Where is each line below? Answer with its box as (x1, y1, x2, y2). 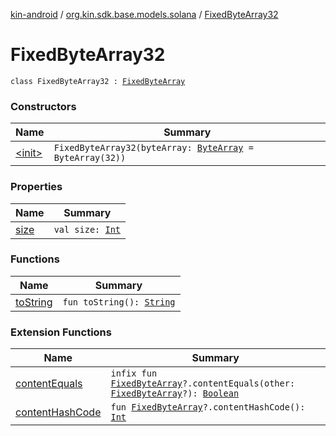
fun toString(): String (62, 296, 176, 308)
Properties (10, 180, 63, 194)
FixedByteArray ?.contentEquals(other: (110, 378, 296, 389)
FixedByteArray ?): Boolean (110, 388, 240, 399)
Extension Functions (10, 325, 112, 339)
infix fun (110, 368, 158, 379)
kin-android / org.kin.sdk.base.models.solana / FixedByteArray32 (10, 9, 279, 20)
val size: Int (53, 224, 122, 235)
